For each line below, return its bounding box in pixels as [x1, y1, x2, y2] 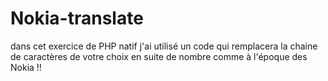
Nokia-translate [10, 7, 144, 30]
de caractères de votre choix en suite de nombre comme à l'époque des [10, 50, 308, 62]
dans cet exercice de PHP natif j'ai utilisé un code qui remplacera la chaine [10, 40, 318, 52]
